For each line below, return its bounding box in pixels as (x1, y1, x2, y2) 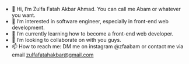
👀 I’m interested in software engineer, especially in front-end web (11, 18, 169, 24)
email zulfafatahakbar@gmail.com (11, 51, 94, 58)
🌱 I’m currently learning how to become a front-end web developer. (11, 30, 174, 37)
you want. (11, 12, 36, 19)
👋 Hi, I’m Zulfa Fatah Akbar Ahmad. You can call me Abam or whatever (11, 6, 181, 12)
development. (11, 24, 45, 31)
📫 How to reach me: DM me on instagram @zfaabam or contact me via (11, 43, 184, 49)
